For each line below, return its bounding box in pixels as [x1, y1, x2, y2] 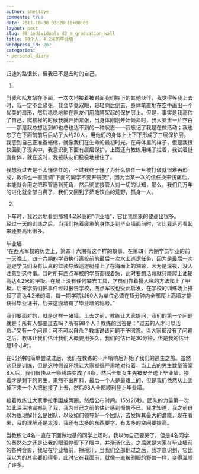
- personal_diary [6, 53, 49, 59]
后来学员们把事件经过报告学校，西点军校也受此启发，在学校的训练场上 [16, 285, 188, 292]
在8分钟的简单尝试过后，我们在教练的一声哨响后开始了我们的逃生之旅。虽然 [6, 354, 191, 361]
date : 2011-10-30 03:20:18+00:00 [6, 20, 89, 26]
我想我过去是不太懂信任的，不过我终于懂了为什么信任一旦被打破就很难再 [6, 166, 182, 173]
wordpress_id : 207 [6, 42, 52, 48]
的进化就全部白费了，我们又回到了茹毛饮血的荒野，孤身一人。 [6, 188, 157, 195]
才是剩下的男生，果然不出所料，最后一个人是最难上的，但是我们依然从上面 [11, 377, 193, 384]
